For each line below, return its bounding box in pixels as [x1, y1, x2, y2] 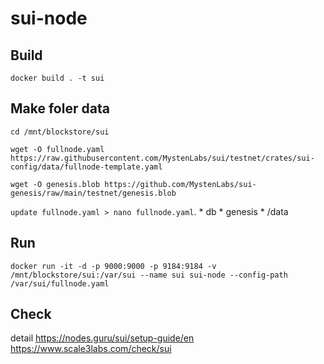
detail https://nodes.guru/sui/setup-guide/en [10, 332, 195, 344]
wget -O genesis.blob [10, 179, 101, 189]
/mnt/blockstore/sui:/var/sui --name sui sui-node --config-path [10, 270, 288, 280]
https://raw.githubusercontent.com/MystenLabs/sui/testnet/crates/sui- [10, 153, 315, 163]
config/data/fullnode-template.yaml [10, 162, 163, 172]
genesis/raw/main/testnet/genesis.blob [10, 188, 177, 198]
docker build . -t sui [10, 73, 105, 83]
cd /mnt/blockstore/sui [10, 127, 110, 137]
